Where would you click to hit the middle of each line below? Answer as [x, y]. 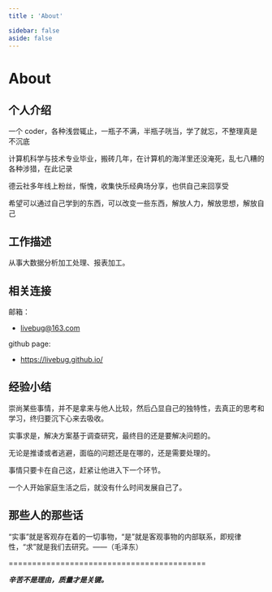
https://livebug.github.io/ [61, 359]
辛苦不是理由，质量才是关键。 [58, 579]
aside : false [30, 38]
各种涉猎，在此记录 [41, 169]
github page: [30, 344]
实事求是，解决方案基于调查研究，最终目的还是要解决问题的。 [112, 435]
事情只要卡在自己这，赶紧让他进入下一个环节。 [86, 470]
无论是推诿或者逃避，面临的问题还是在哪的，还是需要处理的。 [112, 452]
